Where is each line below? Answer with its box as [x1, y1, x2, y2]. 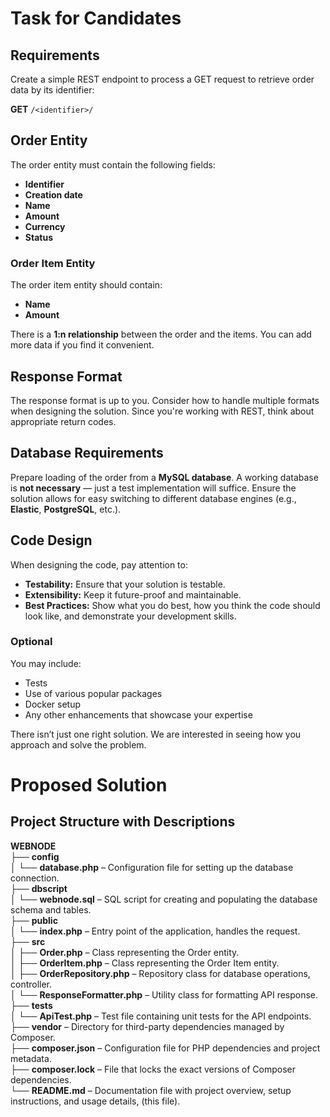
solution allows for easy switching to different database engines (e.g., [10, 492, 297, 504]
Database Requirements [10, 445, 164, 462]
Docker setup [24, 698, 82, 710]
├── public [10, 914, 58, 926]
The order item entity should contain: [10, 279, 163, 291]
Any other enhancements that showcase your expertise [24, 708, 253, 721]
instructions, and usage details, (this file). [10, 1095, 181, 1107]
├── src [10, 935, 46, 947]
